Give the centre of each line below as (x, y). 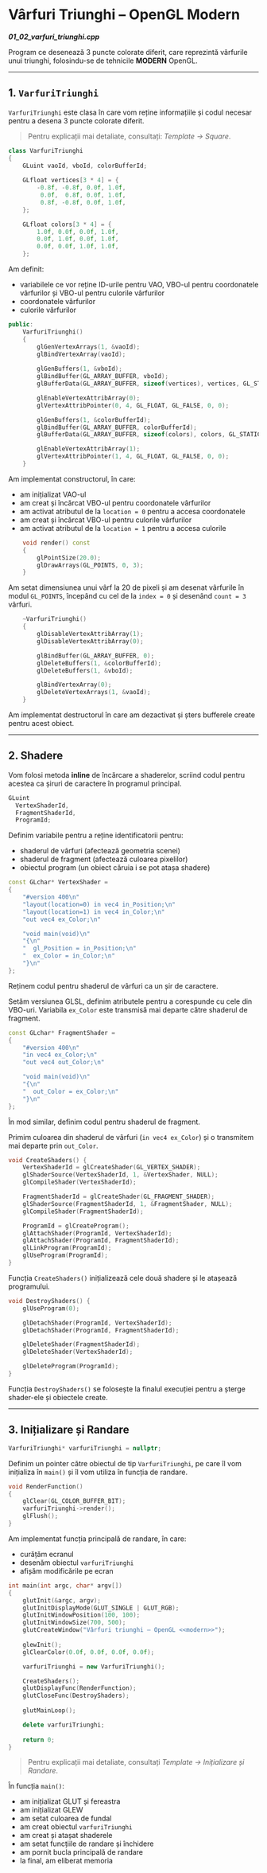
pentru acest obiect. (41, 723)
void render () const (56, 543)
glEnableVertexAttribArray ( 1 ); (89, 449)
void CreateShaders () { (48, 1160)
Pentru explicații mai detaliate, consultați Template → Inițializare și (136, 1762)
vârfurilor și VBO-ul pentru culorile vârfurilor (92, 293)
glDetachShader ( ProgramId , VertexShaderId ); (97, 1323)
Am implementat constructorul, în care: (72, 478)
